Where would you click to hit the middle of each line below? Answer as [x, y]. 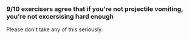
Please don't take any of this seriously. [55, 29]
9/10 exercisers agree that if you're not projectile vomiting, [95, 9]
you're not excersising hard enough [60, 16]
